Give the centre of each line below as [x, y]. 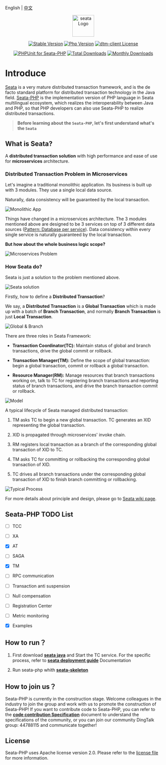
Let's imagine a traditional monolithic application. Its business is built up [79, 185]
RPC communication [33, 576]
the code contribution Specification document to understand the [72, 715]
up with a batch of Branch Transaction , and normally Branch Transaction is [83, 311]
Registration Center [32, 606]
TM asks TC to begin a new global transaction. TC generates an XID [82, 420]
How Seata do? [24, 266]
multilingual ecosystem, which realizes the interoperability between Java [79, 103]
